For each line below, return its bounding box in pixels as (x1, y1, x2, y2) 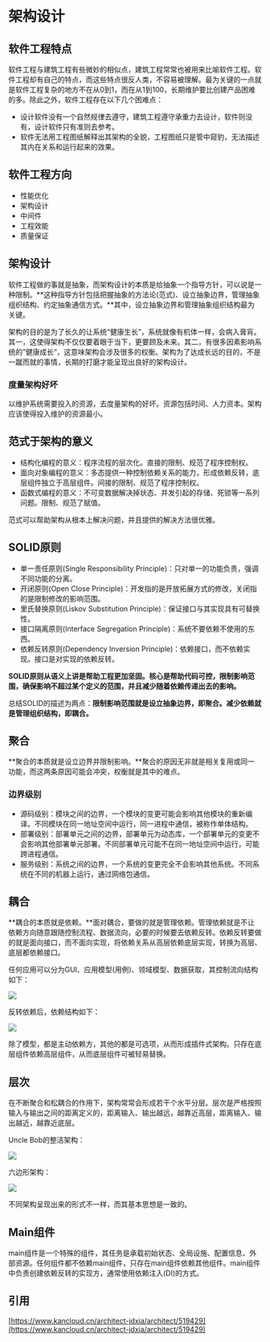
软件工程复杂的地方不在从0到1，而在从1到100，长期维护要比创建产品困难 (14, 85, 256, 94)
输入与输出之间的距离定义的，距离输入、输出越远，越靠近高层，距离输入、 (8, 1108, 255, 1118)
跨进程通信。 (19, 849, 63, 859)
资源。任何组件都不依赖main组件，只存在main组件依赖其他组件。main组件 (14, 1258, 261, 1268)
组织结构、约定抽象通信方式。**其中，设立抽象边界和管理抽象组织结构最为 (8, 299, 256, 310)
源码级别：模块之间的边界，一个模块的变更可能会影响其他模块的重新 (19, 809, 246, 819)
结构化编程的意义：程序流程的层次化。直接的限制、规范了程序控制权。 (19, 458, 253, 467)
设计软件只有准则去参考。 (34, 122, 119, 131)
